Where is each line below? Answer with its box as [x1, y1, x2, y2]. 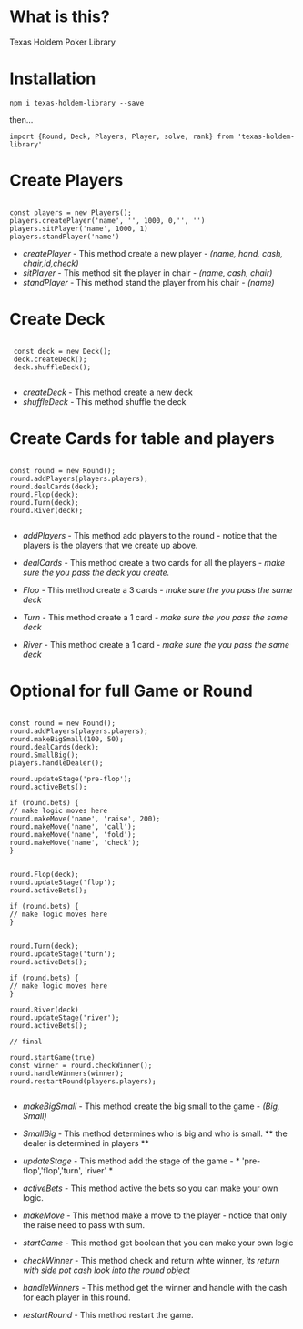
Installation [9, 68, 96, 89]
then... [9, 114, 34, 125]
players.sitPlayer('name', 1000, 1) [9, 224, 148, 233]
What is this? [9, 6, 111, 27]
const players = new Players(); [9, 207, 132, 217]
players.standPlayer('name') [9, 232, 120, 241]
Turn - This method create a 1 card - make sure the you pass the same [22, 611, 288, 622]
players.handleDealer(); [9, 758, 104, 768]
